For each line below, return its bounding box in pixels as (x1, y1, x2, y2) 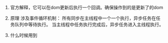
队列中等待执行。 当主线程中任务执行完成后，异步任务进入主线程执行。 (14, 22, 164, 27)
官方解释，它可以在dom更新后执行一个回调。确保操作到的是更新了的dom (10, 5, 163, 10)
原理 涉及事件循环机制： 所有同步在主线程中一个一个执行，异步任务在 (10, 15, 156, 21)
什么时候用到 (10, 32, 37, 38)
